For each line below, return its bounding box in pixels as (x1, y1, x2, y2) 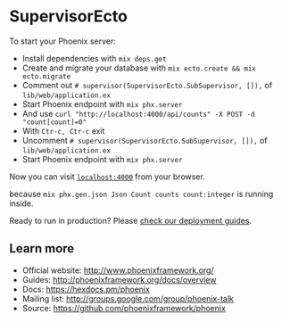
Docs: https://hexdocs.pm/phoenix (21, 284, 150, 294)
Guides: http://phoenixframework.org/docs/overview (21, 274, 217, 285)
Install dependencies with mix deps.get (21, 53, 167, 63)
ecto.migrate (21, 71, 71, 81)
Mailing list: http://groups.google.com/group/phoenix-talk (21, 293, 235, 304)
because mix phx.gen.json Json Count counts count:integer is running (9, 188, 274, 199)
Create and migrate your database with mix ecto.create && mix (21, 62, 256, 73)
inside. (9, 198, 34, 209)
